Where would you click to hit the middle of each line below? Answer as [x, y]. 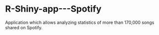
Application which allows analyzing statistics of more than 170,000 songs [80, 22]
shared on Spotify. [24, 27]
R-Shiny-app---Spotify [53, 9]
